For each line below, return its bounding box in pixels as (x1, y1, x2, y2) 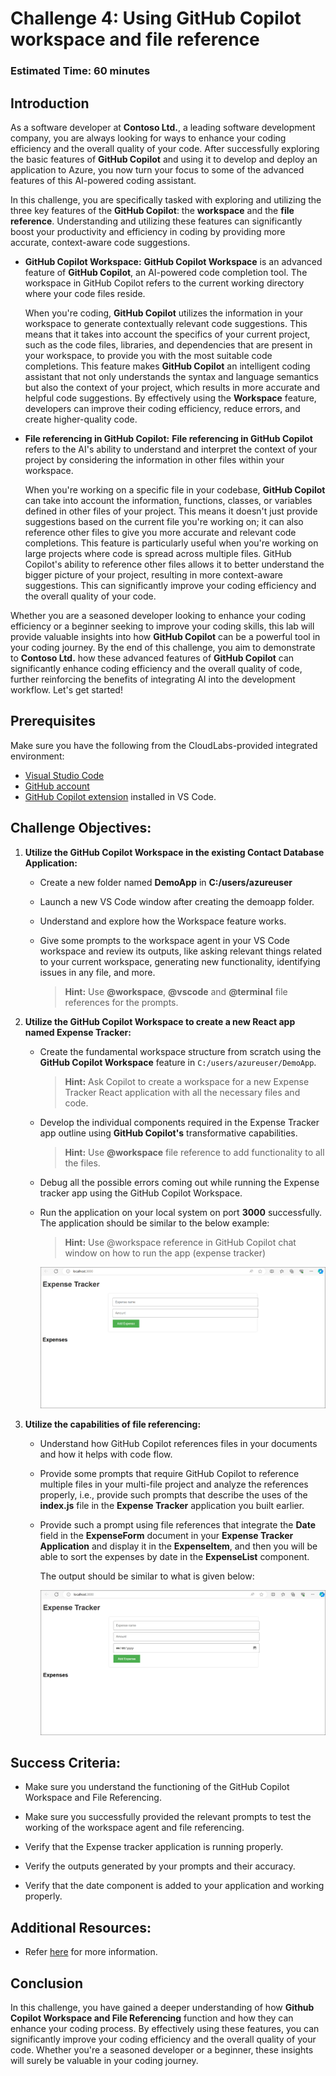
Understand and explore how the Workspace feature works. (39, 915, 287, 927)
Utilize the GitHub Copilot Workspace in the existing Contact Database (24, 846, 325, 858)
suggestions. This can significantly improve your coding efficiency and (24, 579, 317, 591)
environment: (10, 750, 65, 762)
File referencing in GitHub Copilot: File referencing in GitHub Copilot (24, 432, 313, 444)
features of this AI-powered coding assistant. (10, 174, 197, 186)
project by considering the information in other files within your (24, 453, 285, 466)
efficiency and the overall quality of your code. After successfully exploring (10, 142, 320, 154)
